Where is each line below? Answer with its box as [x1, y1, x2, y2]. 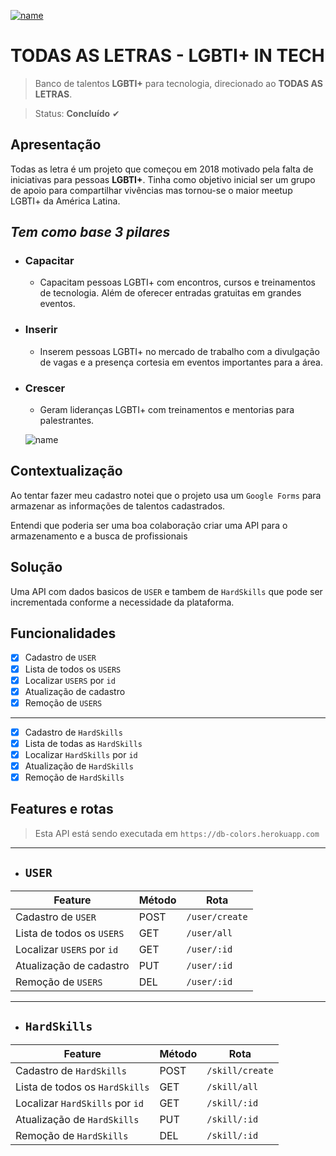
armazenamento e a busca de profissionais [10, 530, 188, 542]
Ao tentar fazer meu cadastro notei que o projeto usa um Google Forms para [10, 489, 322, 501]
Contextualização [10, 463, 123, 480]
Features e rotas [10, 801, 114, 818]
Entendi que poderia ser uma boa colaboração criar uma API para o [10, 519, 288, 531]
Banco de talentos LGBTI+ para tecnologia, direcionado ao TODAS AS [34, 77, 323, 89]
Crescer [24, 381, 66, 395]
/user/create [186, 911, 248, 922]
